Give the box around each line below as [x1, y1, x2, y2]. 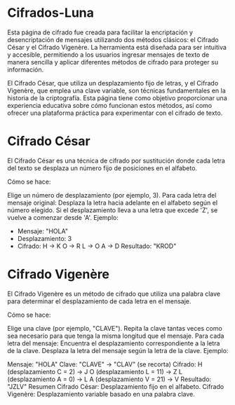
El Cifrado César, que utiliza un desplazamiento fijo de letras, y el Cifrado [7, 78, 219, 87]
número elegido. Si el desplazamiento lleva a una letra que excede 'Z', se [7, 205, 218, 214]
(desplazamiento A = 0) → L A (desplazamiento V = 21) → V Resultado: [7, 375, 212, 383]
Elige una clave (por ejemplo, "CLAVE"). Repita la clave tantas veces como [7, 324, 222, 332]
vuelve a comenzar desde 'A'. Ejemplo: [7, 213, 119, 221]
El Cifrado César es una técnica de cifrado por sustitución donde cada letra [7, 156, 226, 165]
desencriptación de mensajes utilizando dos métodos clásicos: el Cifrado [7, 35, 219, 43]
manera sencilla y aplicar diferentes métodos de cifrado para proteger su [7, 57, 219, 66]
